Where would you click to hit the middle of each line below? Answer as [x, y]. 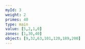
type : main [17, 24]
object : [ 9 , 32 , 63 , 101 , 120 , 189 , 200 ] [43, 39]
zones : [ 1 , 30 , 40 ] [24, 34]
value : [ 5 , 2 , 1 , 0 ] [24, 29]
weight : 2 [16, 15]
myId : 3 [13, 10]
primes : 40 [17, 19]
